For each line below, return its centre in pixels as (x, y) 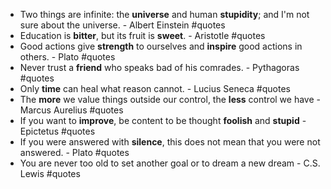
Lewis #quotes (50, 173)
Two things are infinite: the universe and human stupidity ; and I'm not (164, 14)
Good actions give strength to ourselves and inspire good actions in (161, 46)
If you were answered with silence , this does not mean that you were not (170, 142)
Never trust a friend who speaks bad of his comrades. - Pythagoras (159, 67)
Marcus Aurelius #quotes (71, 110)
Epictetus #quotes (57, 131)
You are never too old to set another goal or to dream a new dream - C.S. (170, 163)
